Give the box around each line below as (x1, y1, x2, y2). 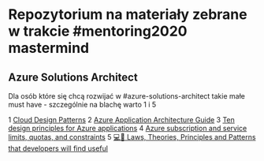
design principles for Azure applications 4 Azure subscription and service (8, 124, 247, 133)
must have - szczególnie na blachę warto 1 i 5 (8, 100, 157, 109)
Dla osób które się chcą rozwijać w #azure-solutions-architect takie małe (8, 92, 246, 100)
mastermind (8, 39, 89, 57)
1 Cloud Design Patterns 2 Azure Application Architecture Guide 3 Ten (8, 115, 235, 124)
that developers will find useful (8, 144, 109, 153)
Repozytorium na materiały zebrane (8, 6, 247, 24)
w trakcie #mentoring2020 (8, 22, 188, 40)
